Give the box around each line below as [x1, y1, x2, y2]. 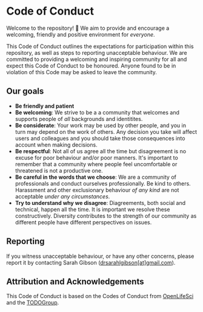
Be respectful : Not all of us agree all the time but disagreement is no [15, 147, 187, 154]
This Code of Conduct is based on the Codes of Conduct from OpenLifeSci [6, 293, 194, 300]
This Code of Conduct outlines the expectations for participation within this [6, 43, 194, 50]
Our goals [6, 86, 44, 97]
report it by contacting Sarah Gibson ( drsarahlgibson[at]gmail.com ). [6, 258, 176, 266]
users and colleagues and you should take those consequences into [15, 134, 185, 142]
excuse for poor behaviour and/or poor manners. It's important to [15, 154, 179, 161]
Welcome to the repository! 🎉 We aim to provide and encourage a [6, 24, 170, 32]
